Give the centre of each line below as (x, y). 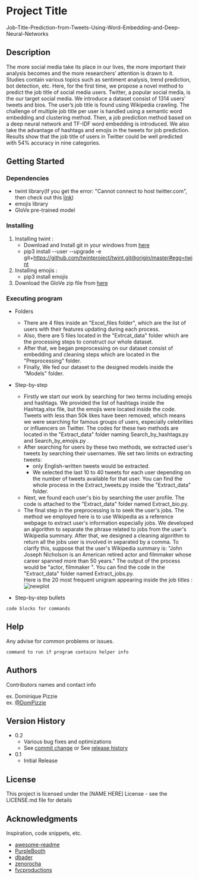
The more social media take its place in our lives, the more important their (96, 67)
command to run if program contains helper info (67, 652)
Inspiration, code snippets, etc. (44, 833)
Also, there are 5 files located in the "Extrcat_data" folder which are (106, 336)
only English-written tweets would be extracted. (91, 466)
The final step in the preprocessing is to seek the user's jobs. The (104, 511)
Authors (22, 670)
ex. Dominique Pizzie (32, 696)
